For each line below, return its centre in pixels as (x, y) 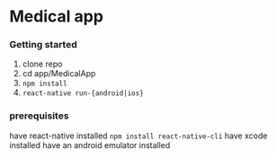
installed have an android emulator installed (90, 145)
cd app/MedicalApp (59, 74)
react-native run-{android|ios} (83, 93)
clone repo (42, 64)
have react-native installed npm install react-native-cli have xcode (138, 136)
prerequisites (39, 116)
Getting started (44, 45)
